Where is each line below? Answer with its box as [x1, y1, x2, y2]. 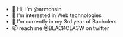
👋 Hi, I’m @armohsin [11, 6, 62, 12]
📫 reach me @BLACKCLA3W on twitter [11, 25, 109, 32]
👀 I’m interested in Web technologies [11, 12, 102, 19]
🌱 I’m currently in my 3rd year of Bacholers [11, 18, 117, 25]
